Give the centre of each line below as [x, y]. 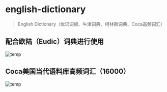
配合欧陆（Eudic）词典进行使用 [55, 42]
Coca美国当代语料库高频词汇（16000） [68, 71]
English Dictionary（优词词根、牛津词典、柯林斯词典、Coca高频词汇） [91, 24]
